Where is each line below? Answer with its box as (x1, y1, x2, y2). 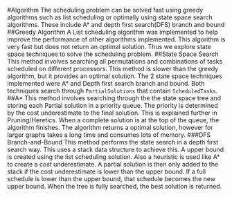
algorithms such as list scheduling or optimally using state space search (7, 13, 213, 21)
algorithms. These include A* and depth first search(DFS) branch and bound (7, 21, 225, 28)
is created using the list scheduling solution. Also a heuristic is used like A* (7, 153, 220, 161)
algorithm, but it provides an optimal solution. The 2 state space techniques (7, 72, 223, 80)
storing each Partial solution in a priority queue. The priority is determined (7, 102, 218, 109)
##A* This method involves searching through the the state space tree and (7, 94, 222, 102)
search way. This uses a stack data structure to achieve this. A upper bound (7, 145, 224, 153)
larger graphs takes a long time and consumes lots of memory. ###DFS (7, 131, 211, 139)
